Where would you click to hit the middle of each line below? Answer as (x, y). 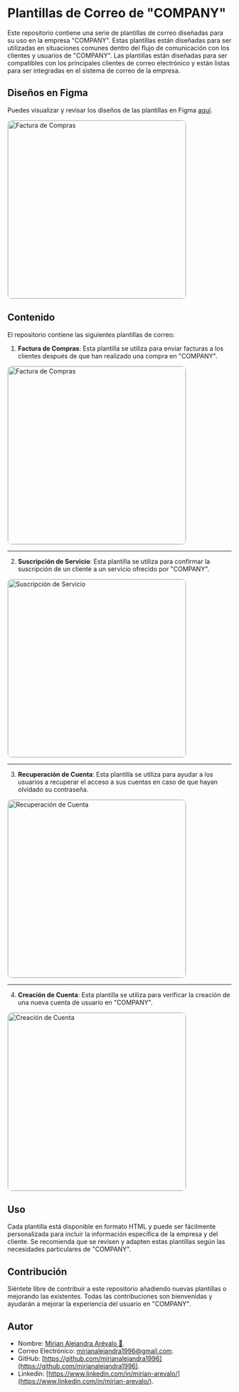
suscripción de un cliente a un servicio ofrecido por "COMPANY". (113, 569)
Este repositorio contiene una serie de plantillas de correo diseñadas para (116, 33)
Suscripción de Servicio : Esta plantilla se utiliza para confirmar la (114, 561)
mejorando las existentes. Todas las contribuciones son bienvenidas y (110, 1297)
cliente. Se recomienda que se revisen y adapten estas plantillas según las (116, 1242)
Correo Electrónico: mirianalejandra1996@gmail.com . (96, 1351)
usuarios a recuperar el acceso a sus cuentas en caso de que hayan (118, 782)
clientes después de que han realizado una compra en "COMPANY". (117, 356)
